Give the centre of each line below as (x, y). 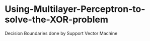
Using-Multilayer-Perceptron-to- (75, 9)
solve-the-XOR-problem (57, 20)
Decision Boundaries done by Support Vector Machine (61, 33)
